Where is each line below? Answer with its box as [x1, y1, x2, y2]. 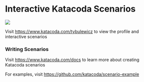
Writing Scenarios [5, 46, 49, 52]
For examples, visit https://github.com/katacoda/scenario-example [5, 71, 139, 77]
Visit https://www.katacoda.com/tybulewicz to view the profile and [5, 28, 139, 34]
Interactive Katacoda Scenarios [5, 3, 136, 15]
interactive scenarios [5, 33, 47, 39]
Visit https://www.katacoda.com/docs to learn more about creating [5, 57, 140, 63]
